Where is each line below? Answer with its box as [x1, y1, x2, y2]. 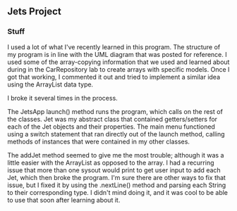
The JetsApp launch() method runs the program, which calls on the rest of [7, 107, 224, 115]
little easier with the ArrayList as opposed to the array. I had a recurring [7, 158, 214, 167]
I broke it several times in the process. [7, 94, 118, 102]
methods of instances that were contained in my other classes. [7, 137, 190, 146]
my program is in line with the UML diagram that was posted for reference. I [7, 50, 227, 58]
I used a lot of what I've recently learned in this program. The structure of [7, 42, 221, 51]
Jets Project [7, 6, 61, 18]
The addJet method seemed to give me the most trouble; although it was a [7, 151, 224, 159]
